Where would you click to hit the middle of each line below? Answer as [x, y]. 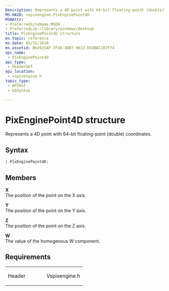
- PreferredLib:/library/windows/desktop [50, 29]
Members [21, 178]
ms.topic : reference [27, 39]
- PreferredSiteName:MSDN [32, 24]
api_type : [16, 62]
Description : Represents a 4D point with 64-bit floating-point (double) [85, 10]
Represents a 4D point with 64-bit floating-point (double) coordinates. [79, 134]
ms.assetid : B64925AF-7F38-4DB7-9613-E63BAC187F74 [60, 48]
